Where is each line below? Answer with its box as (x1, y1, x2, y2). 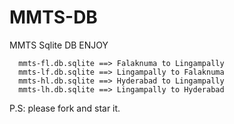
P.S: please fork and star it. (9, 102, 121, 114)
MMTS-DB (9, 6, 98, 29)
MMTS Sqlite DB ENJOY (9, 39, 109, 51)
